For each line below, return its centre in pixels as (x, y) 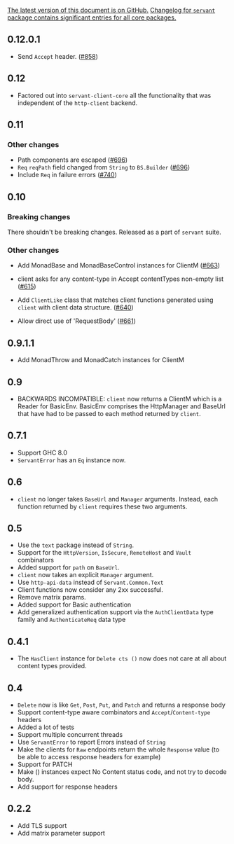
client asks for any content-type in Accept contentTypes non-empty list (121, 279)
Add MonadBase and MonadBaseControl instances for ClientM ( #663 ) (119, 265)
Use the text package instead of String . (76, 545)
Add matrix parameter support (61, 833)
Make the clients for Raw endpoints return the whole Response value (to (118, 749)
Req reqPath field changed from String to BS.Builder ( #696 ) (104, 167)
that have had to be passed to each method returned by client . (109, 413)
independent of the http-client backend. (77, 103)
